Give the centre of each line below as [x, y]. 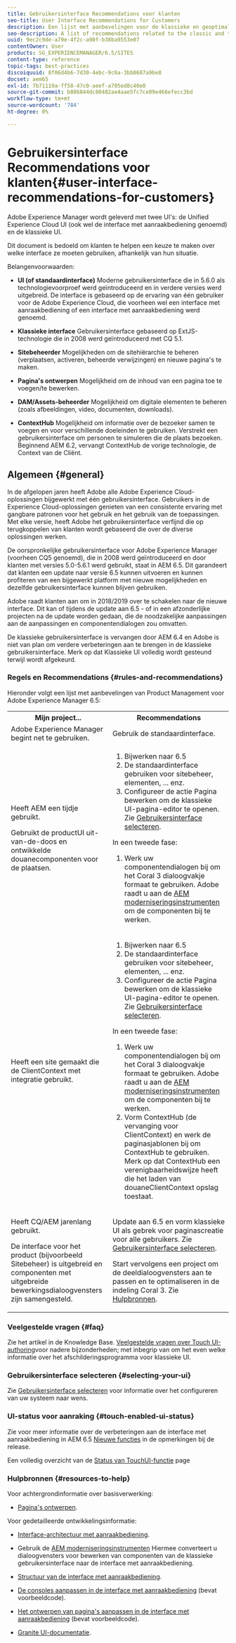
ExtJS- [188, 331]
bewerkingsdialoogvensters [57, 1290]
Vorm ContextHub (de [160, 1117]
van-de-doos [34, 842]
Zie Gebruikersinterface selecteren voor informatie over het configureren [113, 1391]
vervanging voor [151, 1126]
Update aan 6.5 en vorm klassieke [169, 1222]
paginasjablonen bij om [163, 1144]
